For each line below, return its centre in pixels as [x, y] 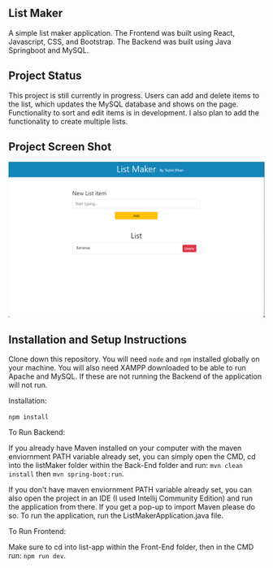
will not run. [28, 385]
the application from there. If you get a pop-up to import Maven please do [132, 507]
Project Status [45, 76]
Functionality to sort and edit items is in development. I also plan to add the [134, 112]
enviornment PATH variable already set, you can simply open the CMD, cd [132, 457]
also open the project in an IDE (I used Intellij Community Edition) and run [131, 498]
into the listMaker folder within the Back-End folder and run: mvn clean [126, 466]
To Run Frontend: [37, 531]
